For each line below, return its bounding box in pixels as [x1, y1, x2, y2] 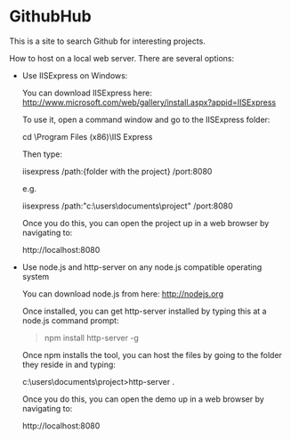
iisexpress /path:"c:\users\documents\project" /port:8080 [21, 200, 233, 211]
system [21, 271, 50, 281]
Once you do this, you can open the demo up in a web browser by [21, 394, 264, 404]
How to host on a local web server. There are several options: [9, 53, 234, 63]
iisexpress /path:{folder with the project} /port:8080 [21, 166, 213, 176]
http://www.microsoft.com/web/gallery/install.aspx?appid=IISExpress [21, 96, 277, 108]
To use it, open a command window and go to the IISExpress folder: [21, 114, 271, 125]
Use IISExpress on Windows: [21, 69, 128, 81]
